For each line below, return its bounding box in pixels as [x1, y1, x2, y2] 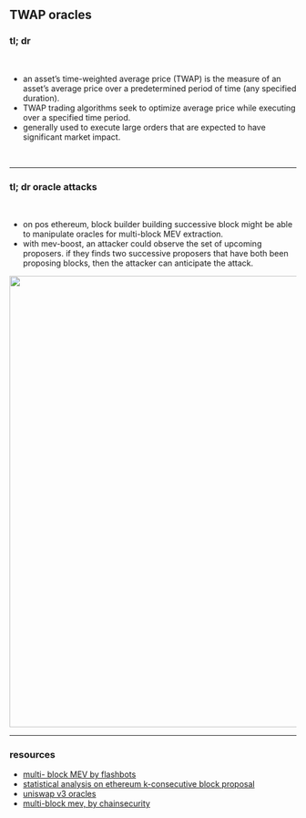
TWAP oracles [9, 7, 93, 23]
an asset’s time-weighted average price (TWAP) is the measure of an [22, 73, 281, 84]
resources [9, 748, 56, 760]
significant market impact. [22, 131, 121, 142]
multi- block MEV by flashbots [22, 769, 137, 780]
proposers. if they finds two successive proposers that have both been [22, 247, 289, 258]
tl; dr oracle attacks [9, 180, 97, 193]
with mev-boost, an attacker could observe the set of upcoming [22, 237, 262, 249]
